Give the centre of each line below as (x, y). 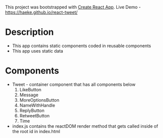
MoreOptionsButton (40, 100)
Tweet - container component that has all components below (74, 84)
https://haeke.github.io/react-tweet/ (41, 12)
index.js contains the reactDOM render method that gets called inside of (85, 126)
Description (29, 32)
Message (29, 95)
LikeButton (30, 89)
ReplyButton (32, 110)
